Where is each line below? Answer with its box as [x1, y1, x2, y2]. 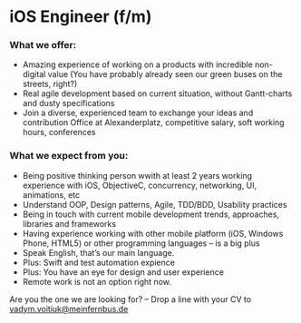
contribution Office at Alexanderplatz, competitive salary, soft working [22, 117, 285, 128]
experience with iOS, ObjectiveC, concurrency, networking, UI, [22, 180, 257, 191]
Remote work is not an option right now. [22, 276, 172, 287]
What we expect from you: [9, 150, 129, 162]
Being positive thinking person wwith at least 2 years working [22, 170, 252, 181]
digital [22, 69, 46, 80]
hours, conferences [22, 127, 96, 138]
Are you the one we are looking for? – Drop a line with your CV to [9, 293, 252, 305]
